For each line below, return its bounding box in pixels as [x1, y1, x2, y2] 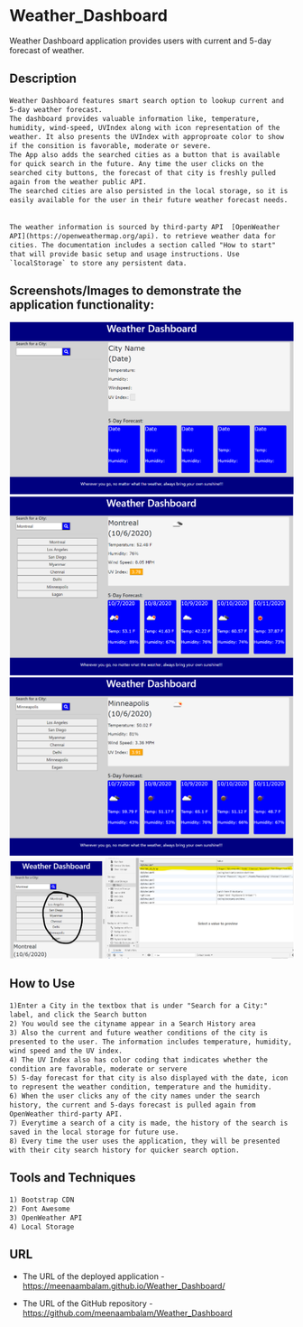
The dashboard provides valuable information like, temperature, [9, 114, 260, 123]
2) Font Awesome [9, 1204, 70, 1213]
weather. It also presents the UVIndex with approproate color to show [9, 132, 284, 141]
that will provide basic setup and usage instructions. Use [9, 249, 241, 258]
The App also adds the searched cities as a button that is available [9, 150, 280, 159]
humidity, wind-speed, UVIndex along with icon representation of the [9, 123, 280, 132]
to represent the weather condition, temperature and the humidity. [9, 1082, 272, 1091]
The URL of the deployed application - [22, 1270, 165, 1282]
